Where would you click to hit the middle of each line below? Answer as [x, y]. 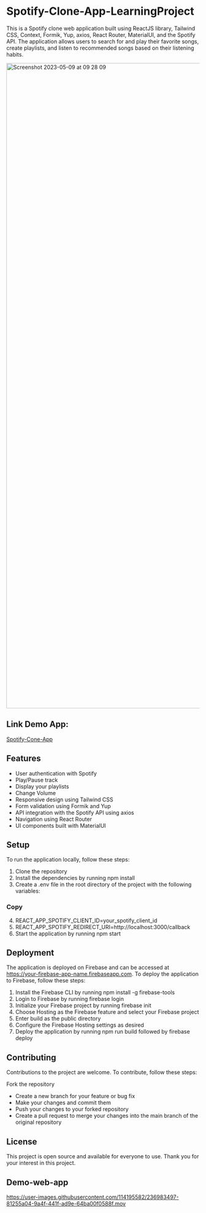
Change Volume [36, 793]
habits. [15, 54]
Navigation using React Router [53, 819]
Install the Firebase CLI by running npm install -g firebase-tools [95, 992]
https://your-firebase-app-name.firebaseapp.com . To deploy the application [103, 974]
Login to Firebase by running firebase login [70, 999]
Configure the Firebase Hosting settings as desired [79, 1025]
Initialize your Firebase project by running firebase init [83, 1005]
